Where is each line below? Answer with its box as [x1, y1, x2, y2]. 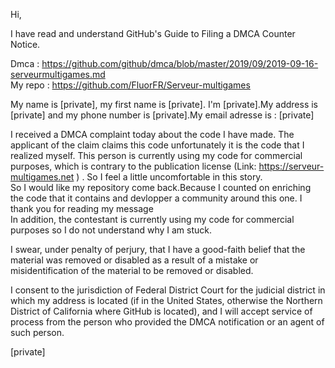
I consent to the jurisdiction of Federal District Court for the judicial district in [10, 284, 326, 296]
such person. [10, 327, 65, 338]
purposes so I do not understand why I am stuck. [10, 224, 212, 236]
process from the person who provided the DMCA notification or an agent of [10, 316, 325, 328]
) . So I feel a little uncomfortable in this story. [76, 171, 263, 183]
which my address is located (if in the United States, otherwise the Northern [10, 295, 323, 306]
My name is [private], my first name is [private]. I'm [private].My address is [10, 99, 318, 110]
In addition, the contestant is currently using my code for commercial [10, 214, 295, 225]
